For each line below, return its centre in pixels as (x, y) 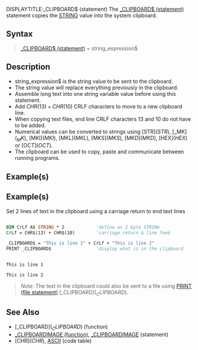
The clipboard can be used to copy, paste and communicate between (99, 152)
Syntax (20, 34)
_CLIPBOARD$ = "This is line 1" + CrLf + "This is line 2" (80, 243)
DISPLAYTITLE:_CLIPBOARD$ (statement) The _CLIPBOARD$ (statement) (95, 9)
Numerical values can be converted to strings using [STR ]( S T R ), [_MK (100, 131)
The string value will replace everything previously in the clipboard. (96, 87)
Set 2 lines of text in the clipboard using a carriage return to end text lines (96, 211)
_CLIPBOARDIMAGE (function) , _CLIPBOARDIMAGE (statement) (91, 334)
